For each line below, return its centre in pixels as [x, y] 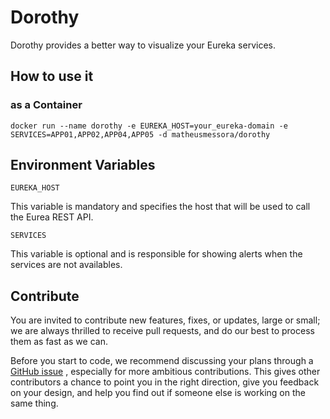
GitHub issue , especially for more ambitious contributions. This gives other [165, 372]
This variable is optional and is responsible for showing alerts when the [156, 254]
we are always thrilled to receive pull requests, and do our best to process [162, 331]
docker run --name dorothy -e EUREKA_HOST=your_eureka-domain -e [149, 126]
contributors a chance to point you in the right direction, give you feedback [165, 382]
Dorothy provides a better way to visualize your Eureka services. [143, 45]
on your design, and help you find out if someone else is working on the [158, 393]
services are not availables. [66, 265]
